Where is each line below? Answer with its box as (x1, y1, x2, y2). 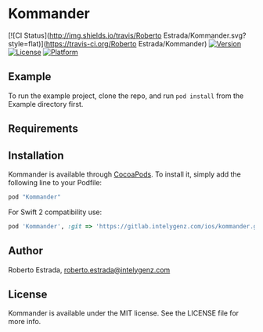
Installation (8, 148, 64, 162)
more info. (8, 317, 41, 327)
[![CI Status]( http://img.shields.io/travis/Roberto (8, 31, 162, 40)
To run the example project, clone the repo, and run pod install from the (8, 91, 244, 100)
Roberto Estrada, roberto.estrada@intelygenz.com (8, 265, 171, 275)
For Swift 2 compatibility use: (8, 207, 103, 217)
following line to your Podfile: (8, 177, 103, 187)
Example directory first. (8, 99, 84, 108)
